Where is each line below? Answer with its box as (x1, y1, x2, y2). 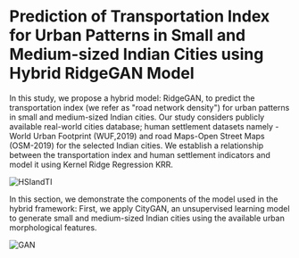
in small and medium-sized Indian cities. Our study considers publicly (9, 112, 265, 122)
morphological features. (9, 221, 97, 233)
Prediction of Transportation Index (9, 6, 270, 27)
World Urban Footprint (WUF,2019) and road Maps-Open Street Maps (9, 130, 265, 141)
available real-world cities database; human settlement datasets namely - (9, 121, 279, 131)
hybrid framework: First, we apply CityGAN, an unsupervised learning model (9, 203, 290, 213)
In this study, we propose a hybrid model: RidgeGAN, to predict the (9, 92, 255, 104)
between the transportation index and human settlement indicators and (9, 149, 270, 160)
